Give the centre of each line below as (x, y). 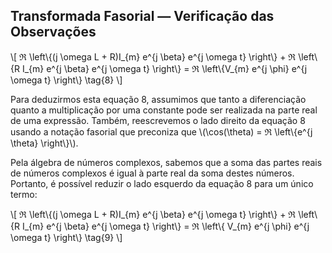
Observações (53, 32)
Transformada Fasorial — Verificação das (142, 16)
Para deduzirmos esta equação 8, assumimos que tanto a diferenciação (158, 99)
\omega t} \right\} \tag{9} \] (66, 237)
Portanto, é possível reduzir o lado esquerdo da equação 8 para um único (162, 183)
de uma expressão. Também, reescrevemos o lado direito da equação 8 (158, 120)
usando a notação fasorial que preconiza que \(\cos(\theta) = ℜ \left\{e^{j (161, 131)
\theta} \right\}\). (44, 143)
